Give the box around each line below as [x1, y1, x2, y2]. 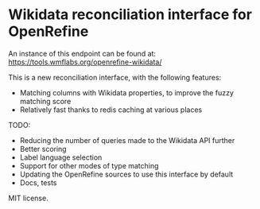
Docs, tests [19, 177, 57, 188]
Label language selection [19, 153, 103, 162]
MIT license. [8, 193, 49, 203]
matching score [19, 96, 72, 106]
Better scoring [19, 144, 67, 153]
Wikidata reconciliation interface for [8, 6, 253, 24]
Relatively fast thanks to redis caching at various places [19, 105, 203, 114]
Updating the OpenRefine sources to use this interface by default [19, 169, 234, 179]
